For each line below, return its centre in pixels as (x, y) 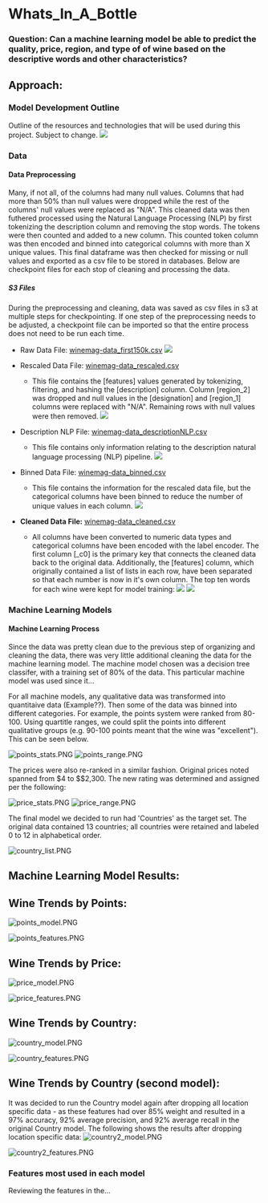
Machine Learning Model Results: (94, 876)
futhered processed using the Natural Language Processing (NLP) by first (130, 218)
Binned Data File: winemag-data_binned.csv (93, 472)
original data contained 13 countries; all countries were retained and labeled (134, 827)
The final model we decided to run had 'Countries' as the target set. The (128, 818)
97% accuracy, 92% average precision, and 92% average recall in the (124, 1120)
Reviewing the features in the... (59, 1190)
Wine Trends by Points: (68, 903)
